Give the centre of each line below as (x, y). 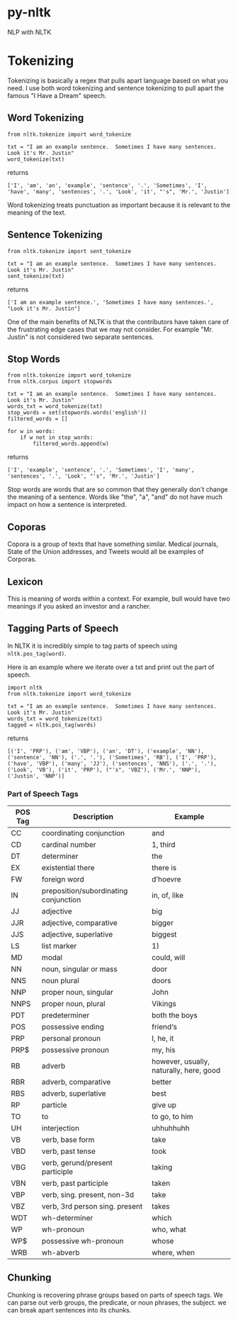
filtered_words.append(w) (71, 444)
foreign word (63, 879)
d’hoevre (167, 879)
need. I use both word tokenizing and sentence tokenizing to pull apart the (116, 88)
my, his (164, 1050)
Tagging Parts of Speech (63, 629)
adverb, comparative (76, 1082)
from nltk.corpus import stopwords (60, 382)
